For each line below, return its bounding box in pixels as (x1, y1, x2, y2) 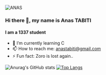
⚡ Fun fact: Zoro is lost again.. (12, 53, 73, 59)
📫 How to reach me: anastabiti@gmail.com (12, 46, 101, 52)
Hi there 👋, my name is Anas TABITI (5, 17, 92, 24)
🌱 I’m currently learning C (12, 40, 65, 46)
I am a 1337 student (5, 29, 46, 35)
